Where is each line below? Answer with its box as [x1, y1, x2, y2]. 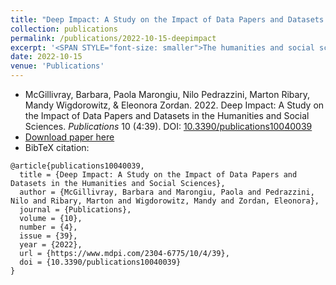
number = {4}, [19, 222, 78, 232]
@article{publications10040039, [10, 161, 145, 171]
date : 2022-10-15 [10, 52, 83, 62]
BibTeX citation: [24, 142, 90, 153]
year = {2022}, [19, 240, 83, 250]
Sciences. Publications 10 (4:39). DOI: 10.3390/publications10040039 [24, 121, 313, 132]
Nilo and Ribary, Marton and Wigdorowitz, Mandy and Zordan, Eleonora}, [10, 196, 320, 206]
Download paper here [24, 131, 115, 143]
